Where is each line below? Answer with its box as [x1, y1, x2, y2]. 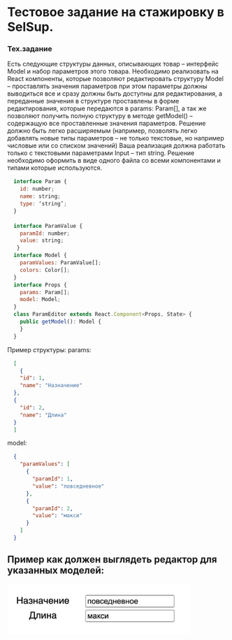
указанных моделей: [7, 565, 105, 576]
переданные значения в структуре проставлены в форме [7, 97, 180, 106]
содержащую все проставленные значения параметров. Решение [7, 119, 206, 128]
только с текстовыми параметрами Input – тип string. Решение [7, 149, 195, 157]
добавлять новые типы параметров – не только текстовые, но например [7, 134, 225, 143]
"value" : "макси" [32, 512, 82, 519]
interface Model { [13, 252, 68, 259]
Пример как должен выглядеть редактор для [7, 553, 217, 566]
